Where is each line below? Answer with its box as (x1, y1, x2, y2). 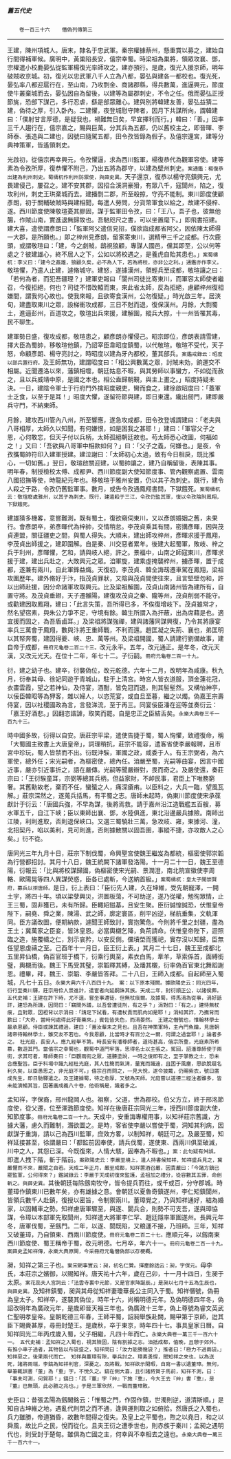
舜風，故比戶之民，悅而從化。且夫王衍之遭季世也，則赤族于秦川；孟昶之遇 (7, 1421, 218, 1429)
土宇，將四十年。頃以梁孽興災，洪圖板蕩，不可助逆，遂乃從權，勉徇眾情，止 (7, 892, 224, 900)
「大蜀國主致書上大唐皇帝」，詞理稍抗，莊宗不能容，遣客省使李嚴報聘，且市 (7, 739, 221, 748)
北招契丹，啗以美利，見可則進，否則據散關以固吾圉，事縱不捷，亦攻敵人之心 (7, 826, 224, 834)
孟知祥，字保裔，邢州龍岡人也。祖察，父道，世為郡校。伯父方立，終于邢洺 (7, 1095, 218, 1103)
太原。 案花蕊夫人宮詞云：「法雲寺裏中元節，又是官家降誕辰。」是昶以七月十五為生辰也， (7, 1278, 220, 1286)
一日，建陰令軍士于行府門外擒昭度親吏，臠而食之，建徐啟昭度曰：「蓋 (19, 384, 215, 392)
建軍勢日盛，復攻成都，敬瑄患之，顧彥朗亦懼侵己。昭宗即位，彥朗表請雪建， (7, 332, 224, 340)
